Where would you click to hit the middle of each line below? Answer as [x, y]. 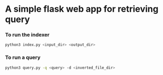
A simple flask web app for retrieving [82, 9]
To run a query [23, 57]
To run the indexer [27, 35]
